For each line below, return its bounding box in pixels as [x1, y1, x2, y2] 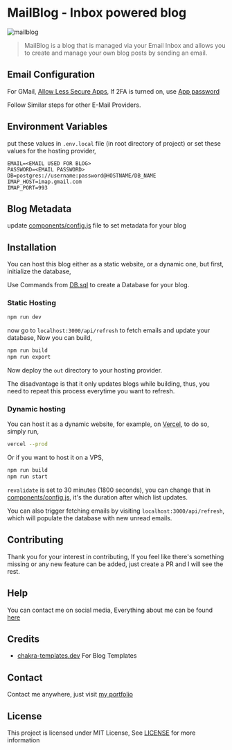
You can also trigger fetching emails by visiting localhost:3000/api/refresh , [7, 506, 225, 515]
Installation [7, 241, 57, 253]
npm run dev [7, 314, 42, 321]
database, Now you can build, [7, 334, 92, 342]
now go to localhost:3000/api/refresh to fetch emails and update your [7, 326, 211, 334]
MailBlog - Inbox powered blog [7, 5, 187, 21]
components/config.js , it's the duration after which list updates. [7, 493, 188, 502]
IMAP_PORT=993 [7, 184, 48, 191]
